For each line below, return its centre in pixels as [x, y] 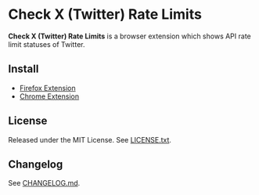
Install [23, 69]
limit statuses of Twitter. [47, 44]
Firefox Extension [47, 88]
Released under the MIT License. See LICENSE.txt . [90, 139]
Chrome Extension [49, 96]
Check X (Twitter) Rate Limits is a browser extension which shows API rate [130, 36]
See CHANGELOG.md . [44, 183]
